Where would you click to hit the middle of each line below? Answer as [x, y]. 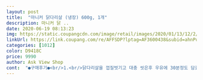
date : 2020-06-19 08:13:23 [40, 29]
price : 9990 [21, 57]
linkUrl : [17, 40]
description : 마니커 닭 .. [38, 23]
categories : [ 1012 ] [31, 46]
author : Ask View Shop [35, 62]
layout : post [23, 12]
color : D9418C [24, 51]
